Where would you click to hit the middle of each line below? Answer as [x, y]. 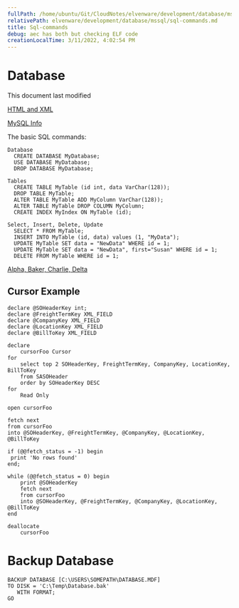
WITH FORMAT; [36, 592]
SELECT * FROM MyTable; [49, 231]
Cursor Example [44, 292]
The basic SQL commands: [47, 137]
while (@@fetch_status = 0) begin [59, 476]
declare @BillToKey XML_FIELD [52, 333]
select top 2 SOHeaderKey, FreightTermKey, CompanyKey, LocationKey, [126, 364]
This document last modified [49, 96]
